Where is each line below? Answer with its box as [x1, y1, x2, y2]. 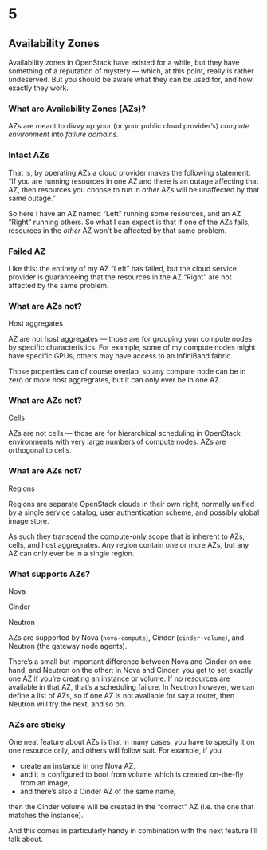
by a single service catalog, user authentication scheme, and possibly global [8, 508, 260, 517]
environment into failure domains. [8, 129, 120, 140]
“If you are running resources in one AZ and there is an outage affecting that [8, 176, 259, 186]
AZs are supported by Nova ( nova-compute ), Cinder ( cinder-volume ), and [8, 633, 245, 642]
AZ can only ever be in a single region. [8, 548, 135, 558]
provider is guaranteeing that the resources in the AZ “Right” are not [8, 272, 233, 282]
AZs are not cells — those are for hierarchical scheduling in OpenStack [8, 429, 241, 438]
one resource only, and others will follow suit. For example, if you [8, 745, 222, 755]
